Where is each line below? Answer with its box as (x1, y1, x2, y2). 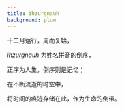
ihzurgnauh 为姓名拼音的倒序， (7, 51, 95, 59)
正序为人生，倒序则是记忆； (7, 65, 85, 73)
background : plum (7, 16, 57, 23)
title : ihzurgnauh (7, 10, 59, 17)
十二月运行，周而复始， (7, 36, 73, 45)
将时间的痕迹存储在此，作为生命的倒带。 (7, 94, 121, 103)
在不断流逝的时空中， (7, 80, 67, 88)
